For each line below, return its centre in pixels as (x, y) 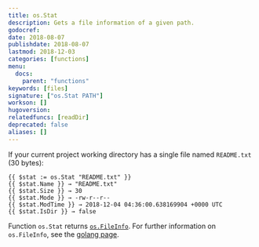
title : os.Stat (33, 15)
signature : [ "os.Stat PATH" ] (56, 96)
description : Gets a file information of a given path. (101, 23)
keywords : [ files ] (38, 88)
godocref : (24, 30)
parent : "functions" (56, 81)
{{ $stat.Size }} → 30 (45, 191)
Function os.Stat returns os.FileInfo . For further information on (112, 226)
